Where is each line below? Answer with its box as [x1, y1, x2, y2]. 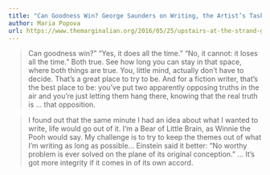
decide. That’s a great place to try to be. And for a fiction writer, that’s [27, 74, 259, 84]
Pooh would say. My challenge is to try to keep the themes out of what [27, 132, 262, 142]
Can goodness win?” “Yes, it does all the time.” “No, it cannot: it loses [27, 49, 259, 59]
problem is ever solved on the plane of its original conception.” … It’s [27, 149, 256, 159]
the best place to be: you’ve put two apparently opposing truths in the [27, 83, 260, 92]
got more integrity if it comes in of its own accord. [27, 158, 194, 168]
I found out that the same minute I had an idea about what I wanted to [27, 116, 259, 125]
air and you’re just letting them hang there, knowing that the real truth [27, 92, 259, 101]
